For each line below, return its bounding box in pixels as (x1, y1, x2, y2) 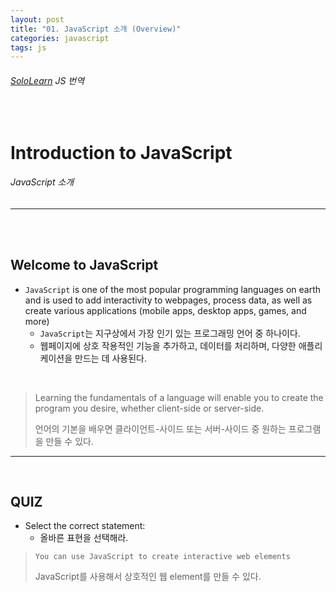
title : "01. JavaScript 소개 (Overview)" (10, 24, 182, 34)
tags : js (10, 42, 47, 53)
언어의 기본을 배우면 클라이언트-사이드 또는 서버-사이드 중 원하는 (34, 422, 287, 435)
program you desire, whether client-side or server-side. (34, 402, 265, 414)
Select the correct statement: (24, 520, 146, 532)
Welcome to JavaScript (10, 257, 159, 274)
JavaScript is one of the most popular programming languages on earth (24, 283, 321, 295)
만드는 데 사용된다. (74, 352, 147, 364)
